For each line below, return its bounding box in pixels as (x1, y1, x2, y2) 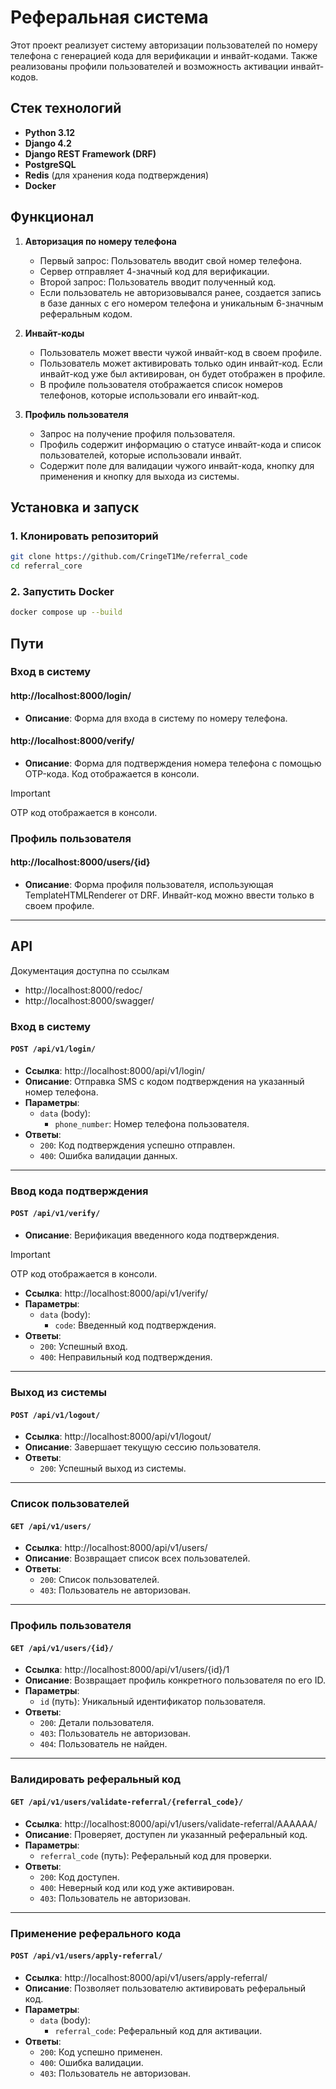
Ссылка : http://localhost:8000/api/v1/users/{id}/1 (24, 1664, 230, 1676)
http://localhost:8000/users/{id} (10, 856, 151, 868)
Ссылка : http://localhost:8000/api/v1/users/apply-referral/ (24, 1971, 268, 1983)
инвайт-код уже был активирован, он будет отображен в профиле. (39, 367, 326, 380)
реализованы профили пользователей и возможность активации (10, 60, 289, 72)
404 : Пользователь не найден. (39, 1738, 168, 1750)
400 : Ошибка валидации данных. (39, 1149, 178, 1161)
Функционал (10, 209, 95, 226)
